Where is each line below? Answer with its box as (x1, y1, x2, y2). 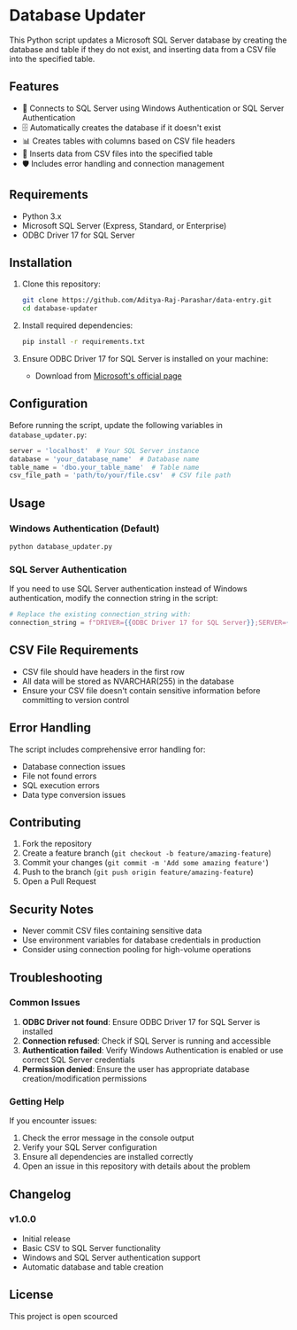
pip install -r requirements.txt (21, 338, 146, 347)
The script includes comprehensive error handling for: (9, 744, 206, 755)
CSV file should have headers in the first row (21, 666, 186, 677)
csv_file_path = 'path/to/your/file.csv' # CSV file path (9, 471, 232, 480)
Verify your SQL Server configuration (21, 1142, 157, 1153)
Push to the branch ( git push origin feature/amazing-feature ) (21, 866, 254, 878)
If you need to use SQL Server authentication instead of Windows (9, 583, 247, 594)
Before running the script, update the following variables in (9, 419, 224, 430)
